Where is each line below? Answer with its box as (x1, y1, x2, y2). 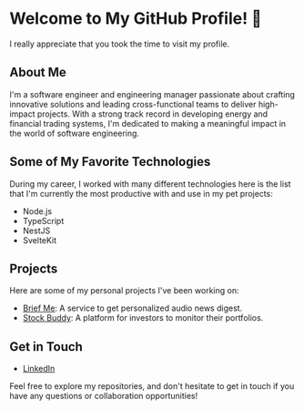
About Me (9, 65, 66, 80)
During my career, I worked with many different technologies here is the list (9, 178, 291, 190)
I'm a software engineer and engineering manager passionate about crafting (9, 88, 296, 99)
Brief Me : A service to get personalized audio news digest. (22, 302, 243, 313)
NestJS (22, 225, 51, 236)
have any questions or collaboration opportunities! (9, 391, 198, 402)
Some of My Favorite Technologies (9, 154, 211, 169)
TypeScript (22, 215, 65, 226)
